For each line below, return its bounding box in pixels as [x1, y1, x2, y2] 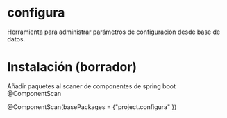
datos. [7, 35, 26, 43]
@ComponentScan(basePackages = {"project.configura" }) [7, 102, 177, 111]
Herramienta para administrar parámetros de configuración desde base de [7, 28, 221, 36]
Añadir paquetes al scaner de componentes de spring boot [7, 81, 176, 90]
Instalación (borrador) [7, 59, 137, 75]
